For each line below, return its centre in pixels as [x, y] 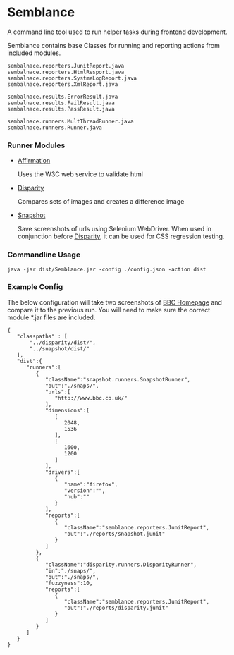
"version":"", [85, 491]
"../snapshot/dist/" [60, 349]
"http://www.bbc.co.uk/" [91, 398]
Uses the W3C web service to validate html [80, 174]
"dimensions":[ [67, 410]
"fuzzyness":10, [69, 583]
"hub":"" [77, 497]
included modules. [34, 53]
